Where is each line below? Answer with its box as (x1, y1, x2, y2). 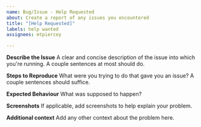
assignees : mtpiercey (6, 32, 62, 38)
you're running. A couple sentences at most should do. (6, 60, 145, 68)
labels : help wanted (6, 26, 59, 32)
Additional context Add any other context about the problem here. (6, 114, 175, 122)
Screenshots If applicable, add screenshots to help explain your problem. (6, 102, 192, 110)
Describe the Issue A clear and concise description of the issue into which (6, 54, 195, 61)
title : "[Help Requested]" (6, 20, 75, 26)
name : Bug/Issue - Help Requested (6, 9, 95, 15)
